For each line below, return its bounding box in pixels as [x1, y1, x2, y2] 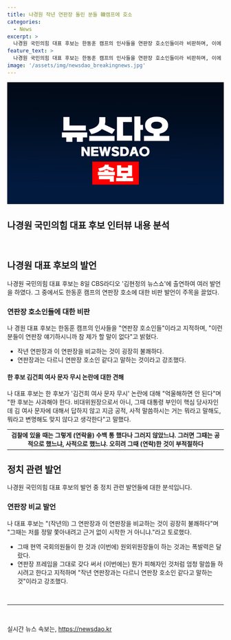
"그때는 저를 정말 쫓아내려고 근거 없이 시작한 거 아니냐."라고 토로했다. [7, 528, 192, 536]
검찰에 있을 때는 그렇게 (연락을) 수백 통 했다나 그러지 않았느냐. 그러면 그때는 [11, 431, 213, 440]
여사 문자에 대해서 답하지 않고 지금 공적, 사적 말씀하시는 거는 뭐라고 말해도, [21, 406, 221, 415]
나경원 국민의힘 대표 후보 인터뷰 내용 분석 [7, 219, 170, 231]
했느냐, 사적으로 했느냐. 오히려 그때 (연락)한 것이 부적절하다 [45, 440, 204, 448]
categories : [7, 18, 41, 25]
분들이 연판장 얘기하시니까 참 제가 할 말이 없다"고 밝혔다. [7, 333, 159, 341]
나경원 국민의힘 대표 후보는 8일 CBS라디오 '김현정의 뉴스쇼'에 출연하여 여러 [7, 279, 208, 287]
